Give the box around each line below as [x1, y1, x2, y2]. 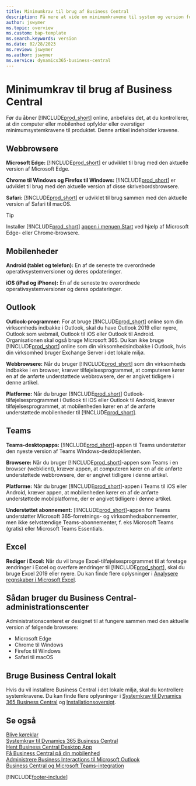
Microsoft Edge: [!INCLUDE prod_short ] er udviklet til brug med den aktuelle [6, 159, 188, 167]
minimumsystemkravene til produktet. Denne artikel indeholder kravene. [6, 127, 179, 134]
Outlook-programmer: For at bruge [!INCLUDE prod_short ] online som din [6, 318, 183, 325]
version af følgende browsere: [6, 624, 79, 631]
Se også [6, 715, 36, 725]
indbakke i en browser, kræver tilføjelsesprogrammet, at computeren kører [6, 366, 185, 373]
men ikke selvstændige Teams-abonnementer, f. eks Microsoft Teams [6, 518, 174, 526]
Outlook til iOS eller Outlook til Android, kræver [62, 396, 175, 403]
